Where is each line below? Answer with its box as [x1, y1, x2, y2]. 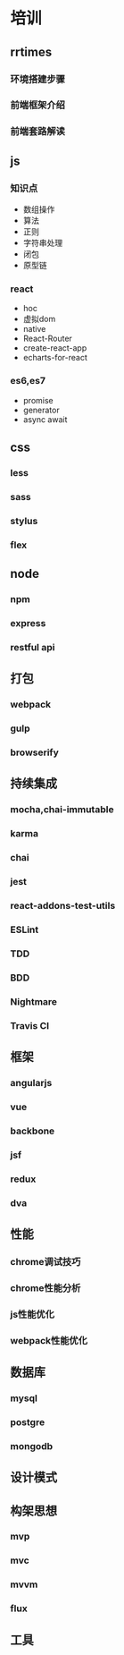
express [10, 616, 46, 629]
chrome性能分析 [10, 1281, 81, 1294]
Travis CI [10, 1019, 50, 1031]
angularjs [10, 1076, 53, 1089]
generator [22, 404, 61, 415]
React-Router [22, 333, 72, 344]
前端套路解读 [10, 125, 66, 138]
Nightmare [10, 995, 57, 1007]
